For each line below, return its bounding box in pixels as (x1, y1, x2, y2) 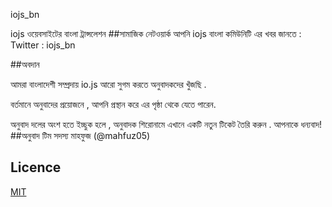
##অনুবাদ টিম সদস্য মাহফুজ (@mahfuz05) (10, 130, 151, 141)
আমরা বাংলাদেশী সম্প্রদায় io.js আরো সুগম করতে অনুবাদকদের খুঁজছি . (10, 79, 207, 90)
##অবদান (10, 59, 40, 70)
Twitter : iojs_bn (10, 39, 76, 51)
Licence (10, 159, 62, 176)
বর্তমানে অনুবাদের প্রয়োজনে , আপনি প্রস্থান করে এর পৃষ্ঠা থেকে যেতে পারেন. (10, 99, 217, 110)
